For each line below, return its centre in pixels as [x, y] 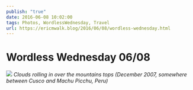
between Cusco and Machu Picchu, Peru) [57, 81]
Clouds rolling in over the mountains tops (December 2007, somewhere [100, 75]
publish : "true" [26, 12]
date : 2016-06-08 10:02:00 [39, 17]
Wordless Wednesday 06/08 [78, 57]
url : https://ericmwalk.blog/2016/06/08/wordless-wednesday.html [88, 28]
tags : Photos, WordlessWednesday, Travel [58, 22]
